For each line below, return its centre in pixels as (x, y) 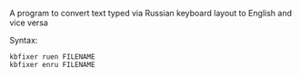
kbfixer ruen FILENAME (52, 57)
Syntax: (24, 40)
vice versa (29, 23)
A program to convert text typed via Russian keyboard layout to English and (151, 13)
